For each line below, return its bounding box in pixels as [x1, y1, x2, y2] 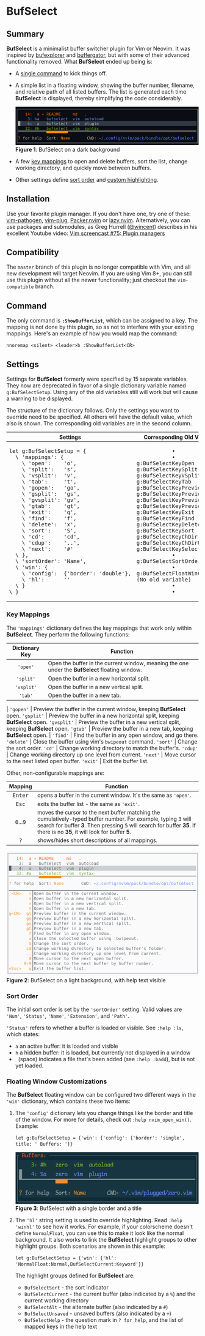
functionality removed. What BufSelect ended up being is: [6, 58, 153, 65]
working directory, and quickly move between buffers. [15, 164, 151, 171]
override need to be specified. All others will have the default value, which [6, 413, 193, 420]
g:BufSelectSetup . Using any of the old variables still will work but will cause [6, 389, 198, 396]
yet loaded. [15, 1062, 44, 1069]
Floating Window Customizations [6, 1077, 107, 1086]
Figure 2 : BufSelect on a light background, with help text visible [6, 976, 166, 983]
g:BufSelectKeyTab [136, 478, 192, 485]
